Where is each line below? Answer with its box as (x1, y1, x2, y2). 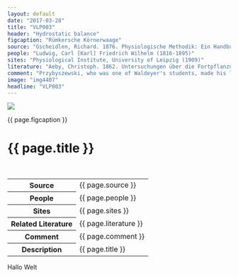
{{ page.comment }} (79, 232, 145, 242)
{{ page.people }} (79, 193, 137, 203)
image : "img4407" (7, 76, 59, 84)
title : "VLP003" (7, 23, 55, 30)
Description (21, 245, 62, 255)
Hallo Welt (7, 263, 38, 271)
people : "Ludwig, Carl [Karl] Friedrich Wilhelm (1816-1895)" (7, 50, 195, 57)
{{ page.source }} (79, 180, 137, 190)
